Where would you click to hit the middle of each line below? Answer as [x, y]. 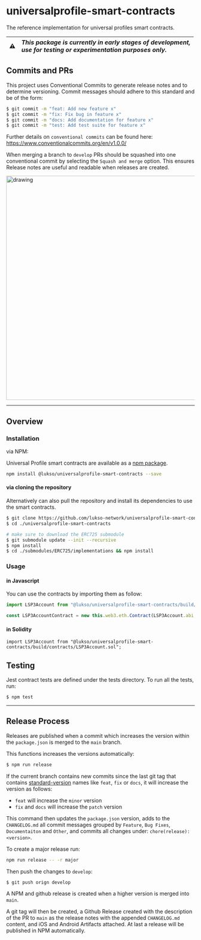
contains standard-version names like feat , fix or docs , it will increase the [97, 782]
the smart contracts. [31, 507]
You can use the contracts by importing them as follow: [74, 594]
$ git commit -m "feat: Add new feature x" [61, 109]
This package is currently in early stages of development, [106, 42]
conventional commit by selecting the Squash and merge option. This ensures [100, 161]
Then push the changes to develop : [49, 871]
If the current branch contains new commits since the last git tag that [91, 776]
